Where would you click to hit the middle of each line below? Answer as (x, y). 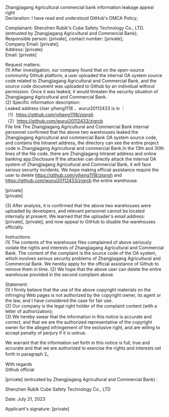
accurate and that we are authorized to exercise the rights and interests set (83, 348)
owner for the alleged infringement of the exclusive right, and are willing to (83, 327)
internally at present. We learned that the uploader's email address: (75, 216)
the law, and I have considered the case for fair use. (59, 300)
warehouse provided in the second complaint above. (60, 275)
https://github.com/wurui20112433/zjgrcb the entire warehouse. (72, 180)
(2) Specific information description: (43, 102)
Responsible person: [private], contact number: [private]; (64, 39)
